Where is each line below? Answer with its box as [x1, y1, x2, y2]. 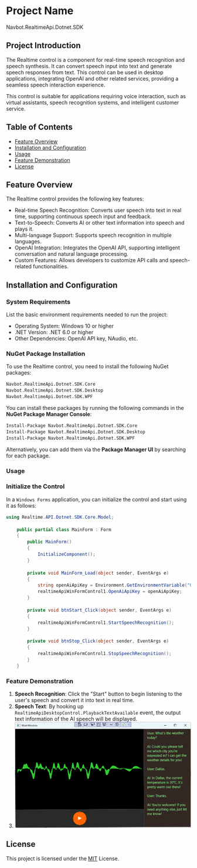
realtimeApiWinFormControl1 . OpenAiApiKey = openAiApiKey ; [37, 589, 182, 595]
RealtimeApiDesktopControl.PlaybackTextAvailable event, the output [14, 709, 181, 716]
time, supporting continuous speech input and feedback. [14, 213, 152, 220]
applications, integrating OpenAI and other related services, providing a [6, 75, 179, 82]
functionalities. [33, 263, 69, 270]
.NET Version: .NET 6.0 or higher [14, 329, 94, 336]
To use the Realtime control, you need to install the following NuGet [6, 363, 169, 370]
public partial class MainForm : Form [16, 526, 111, 533]
